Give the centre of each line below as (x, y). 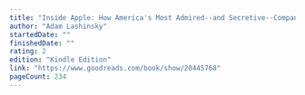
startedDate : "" (40, 34)
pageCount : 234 (38, 77)
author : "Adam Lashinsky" (58, 26)
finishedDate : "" (42, 43)
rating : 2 (28, 52)
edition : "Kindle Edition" (60, 60)
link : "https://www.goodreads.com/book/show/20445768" (115, 69)
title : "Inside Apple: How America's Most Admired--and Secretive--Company (156, 18)
